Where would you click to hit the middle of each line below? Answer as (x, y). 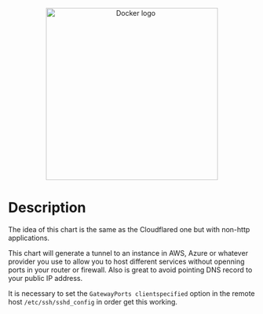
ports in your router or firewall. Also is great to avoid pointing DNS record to (130, 270)
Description (47, 208)
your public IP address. (46, 278)
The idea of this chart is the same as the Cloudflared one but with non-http (129, 229)
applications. (29, 238)
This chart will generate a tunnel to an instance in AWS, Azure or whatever (128, 253)
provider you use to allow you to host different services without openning (126, 261)
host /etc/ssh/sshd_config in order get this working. (93, 301)
